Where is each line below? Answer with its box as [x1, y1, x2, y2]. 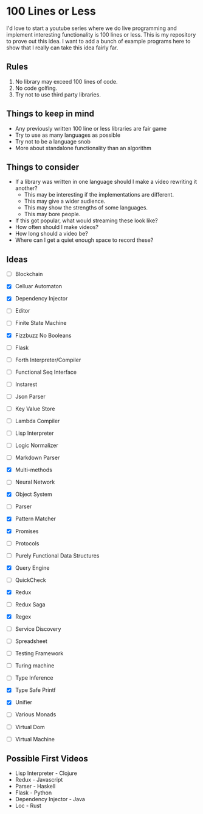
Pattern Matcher [15, 515, 57, 523]
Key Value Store [15, 405, 55, 412]
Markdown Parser [15, 454, 60, 462]
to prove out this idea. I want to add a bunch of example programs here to [6, 37, 191, 45]
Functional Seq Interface [15, 368, 77, 376]
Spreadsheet [15, 638, 47, 645]
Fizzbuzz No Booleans [15, 332, 72, 339]
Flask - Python [15, 789, 52, 796]
